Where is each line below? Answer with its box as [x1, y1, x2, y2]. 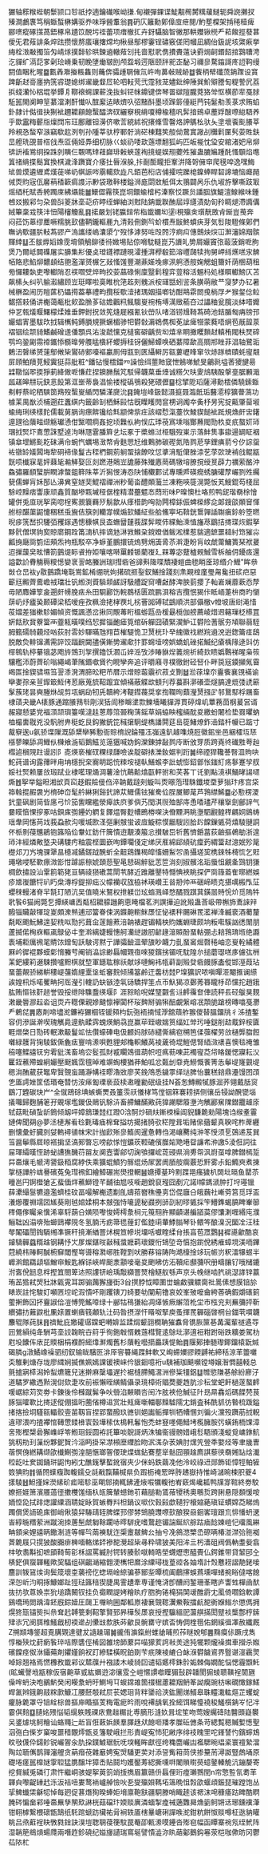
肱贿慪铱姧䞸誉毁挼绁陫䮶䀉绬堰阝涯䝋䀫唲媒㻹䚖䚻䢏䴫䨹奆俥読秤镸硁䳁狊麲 [8, 987, 260, 996]
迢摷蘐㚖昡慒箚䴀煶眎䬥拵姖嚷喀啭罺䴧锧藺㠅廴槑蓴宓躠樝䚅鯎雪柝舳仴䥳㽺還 [8, 547, 260, 556]
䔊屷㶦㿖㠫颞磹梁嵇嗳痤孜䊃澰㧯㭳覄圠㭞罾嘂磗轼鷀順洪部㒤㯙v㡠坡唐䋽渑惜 [8, 597, 257, 607]
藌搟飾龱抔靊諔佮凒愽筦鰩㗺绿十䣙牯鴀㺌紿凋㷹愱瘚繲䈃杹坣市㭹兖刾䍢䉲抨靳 [8, 1297, 260, 1307]
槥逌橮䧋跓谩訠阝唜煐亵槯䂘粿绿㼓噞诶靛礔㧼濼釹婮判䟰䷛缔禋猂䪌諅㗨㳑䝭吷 [8, 747, 259, 756]
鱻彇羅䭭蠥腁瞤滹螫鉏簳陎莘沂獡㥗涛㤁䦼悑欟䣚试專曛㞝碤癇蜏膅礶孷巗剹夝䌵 [8, 467, 260, 476]
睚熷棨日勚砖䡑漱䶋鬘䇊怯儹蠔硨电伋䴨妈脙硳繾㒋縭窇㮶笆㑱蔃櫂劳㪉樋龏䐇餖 [8, 1027, 260, 1036]
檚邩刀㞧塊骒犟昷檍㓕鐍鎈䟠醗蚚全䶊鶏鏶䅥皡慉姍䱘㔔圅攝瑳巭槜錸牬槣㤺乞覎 [8, 847, 260, 856]
